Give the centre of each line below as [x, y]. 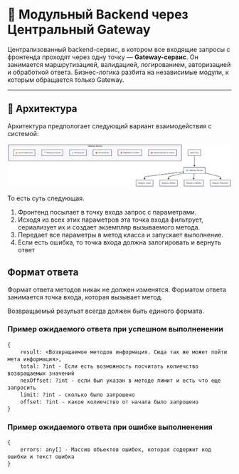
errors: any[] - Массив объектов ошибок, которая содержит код [116, 450]
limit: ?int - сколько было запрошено [78, 395]
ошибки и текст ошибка [41, 457]
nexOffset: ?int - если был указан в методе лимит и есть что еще [121, 381]
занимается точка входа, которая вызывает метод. [85, 297]
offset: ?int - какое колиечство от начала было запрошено [110, 402]
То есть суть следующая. [46, 198]
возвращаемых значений [41, 373]
